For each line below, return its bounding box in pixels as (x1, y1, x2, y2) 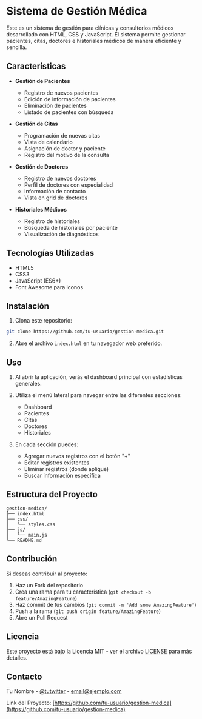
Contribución (6, 553, 58, 564)
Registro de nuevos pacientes (24, 89, 99, 96)
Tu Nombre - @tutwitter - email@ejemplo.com (6, 687, 122, 695)
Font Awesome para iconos (15, 283, 84, 290)
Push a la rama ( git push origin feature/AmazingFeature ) (15, 607, 161, 615)
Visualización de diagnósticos (24, 230, 99, 238)
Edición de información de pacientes (24, 95, 116, 102)
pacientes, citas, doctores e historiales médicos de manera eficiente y (6, 37, 181, 44)
